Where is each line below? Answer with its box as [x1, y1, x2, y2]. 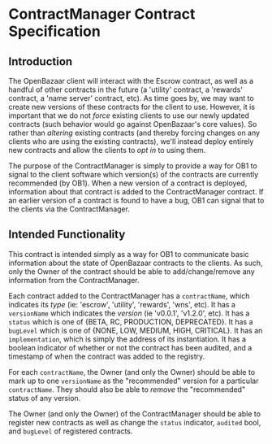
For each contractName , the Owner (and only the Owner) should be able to [8, 367, 256, 377]
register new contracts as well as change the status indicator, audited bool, [8, 417, 261, 427]
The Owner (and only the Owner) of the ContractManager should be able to [8, 408, 261, 419]
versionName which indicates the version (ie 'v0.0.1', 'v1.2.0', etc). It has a [8, 308, 250, 318]
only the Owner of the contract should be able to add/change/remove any [8, 266, 255, 276]
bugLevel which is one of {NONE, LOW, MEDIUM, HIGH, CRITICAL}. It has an [8, 325, 263, 335]
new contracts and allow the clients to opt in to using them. [8, 146, 206, 155]
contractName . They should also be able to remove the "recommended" [8, 384, 246, 394]
